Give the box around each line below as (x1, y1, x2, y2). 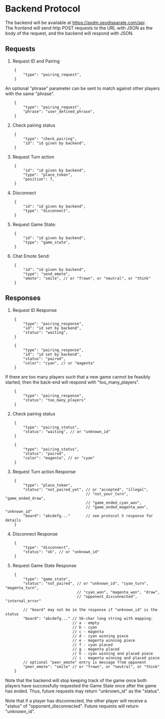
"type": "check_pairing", (23, 136, 77, 141)
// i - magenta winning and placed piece (72, 655, 160, 660)
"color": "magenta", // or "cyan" (23, 455, 95, 461)
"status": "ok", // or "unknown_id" (23, 549, 99, 554)
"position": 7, (23, 176, 55, 182)
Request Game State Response (12, 562, 76, 568)
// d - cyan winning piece (72, 633, 128, 638)
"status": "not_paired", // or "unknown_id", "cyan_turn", (23, 581, 149, 586)
